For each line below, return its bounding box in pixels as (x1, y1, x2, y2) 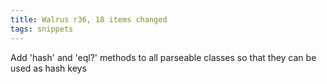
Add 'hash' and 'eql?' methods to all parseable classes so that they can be (10, 51, 317, 63)
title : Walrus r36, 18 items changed (10, 14, 168, 25)
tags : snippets (10, 24, 74, 34)
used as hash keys (10, 62, 87, 74)
